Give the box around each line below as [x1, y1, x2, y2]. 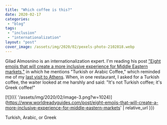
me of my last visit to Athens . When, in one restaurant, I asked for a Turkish [5, 74, 160, 80]
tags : [5, 26, 16, 31]
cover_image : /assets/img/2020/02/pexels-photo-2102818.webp [5, 44, 135, 49]
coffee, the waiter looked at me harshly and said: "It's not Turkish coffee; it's [5, 79, 162, 85]
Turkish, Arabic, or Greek [5, 114, 57, 120]
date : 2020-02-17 [5, 12, 41, 17]
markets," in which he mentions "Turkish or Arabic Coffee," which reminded [5, 68, 161, 75]
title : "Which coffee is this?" [5, 7, 72, 12]
